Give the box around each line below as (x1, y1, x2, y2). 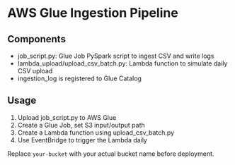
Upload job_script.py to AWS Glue (17, 113, 117, 121)
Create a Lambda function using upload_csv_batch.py (17, 128, 175, 137)
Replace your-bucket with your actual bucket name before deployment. (7, 149, 214, 158)
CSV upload (17, 67, 53, 75)
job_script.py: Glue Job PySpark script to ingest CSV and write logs (17, 51, 214, 60)
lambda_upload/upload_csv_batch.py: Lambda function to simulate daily (17, 59, 228, 68)
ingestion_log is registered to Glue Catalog (17, 74, 142, 82)
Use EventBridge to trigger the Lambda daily (17, 135, 147, 144)
